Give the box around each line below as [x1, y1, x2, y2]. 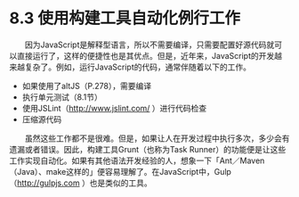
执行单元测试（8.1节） [21, 91, 102, 103]
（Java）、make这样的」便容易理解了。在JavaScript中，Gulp [9, 166, 231, 176]
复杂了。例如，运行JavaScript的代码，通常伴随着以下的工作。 [24, 62, 252, 72]
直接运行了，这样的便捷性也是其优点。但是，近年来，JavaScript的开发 [16, 50, 275, 61]
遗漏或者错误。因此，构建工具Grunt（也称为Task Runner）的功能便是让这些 [9, 144, 287, 154]
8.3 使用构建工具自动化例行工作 [9, 8, 241, 29]
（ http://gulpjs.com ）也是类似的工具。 [9, 177, 153, 188]
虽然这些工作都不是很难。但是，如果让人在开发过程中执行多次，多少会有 [25, 133, 290, 144]
